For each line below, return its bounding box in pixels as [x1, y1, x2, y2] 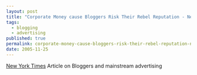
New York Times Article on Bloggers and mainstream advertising [6, 62, 162, 69]
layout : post [6, 8, 38, 15]
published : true [6, 35, 46, 41]
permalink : [6, 41, 33, 47]
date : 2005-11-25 [6, 47, 49, 52]
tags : [6, 19, 19, 25]
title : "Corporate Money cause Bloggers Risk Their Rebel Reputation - [6, 14, 185, 20]
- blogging [11, 24, 38, 31]
